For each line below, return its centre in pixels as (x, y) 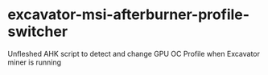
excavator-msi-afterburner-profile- (129, 15)
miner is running (35, 62)
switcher (38, 32)
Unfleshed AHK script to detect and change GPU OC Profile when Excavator (134, 53)
